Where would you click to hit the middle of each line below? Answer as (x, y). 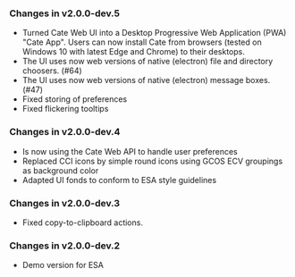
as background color (60, 170)
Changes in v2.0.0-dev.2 (65, 246)
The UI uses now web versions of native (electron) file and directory (147, 62)
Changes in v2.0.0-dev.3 (65, 203)
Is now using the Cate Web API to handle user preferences (130, 151)
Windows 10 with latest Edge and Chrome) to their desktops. (134, 52)
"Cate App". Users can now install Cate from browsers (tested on (142, 42)
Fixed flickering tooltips (65, 109)
